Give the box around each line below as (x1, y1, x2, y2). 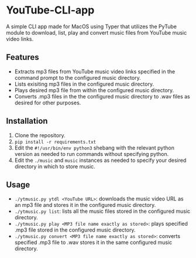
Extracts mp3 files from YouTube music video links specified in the (14, 68, 176, 75)
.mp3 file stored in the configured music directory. (14, 226, 136, 233)
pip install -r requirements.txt (14, 139, 97, 145)
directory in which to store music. (14, 162, 95, 170)
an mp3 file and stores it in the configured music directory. (14, 202, 156, 209)
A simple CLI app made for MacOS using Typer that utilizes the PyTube (6, 23, 177, 30)
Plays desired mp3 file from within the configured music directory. (14, 86, 174, 94)
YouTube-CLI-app (6, 4, 95, 17)
